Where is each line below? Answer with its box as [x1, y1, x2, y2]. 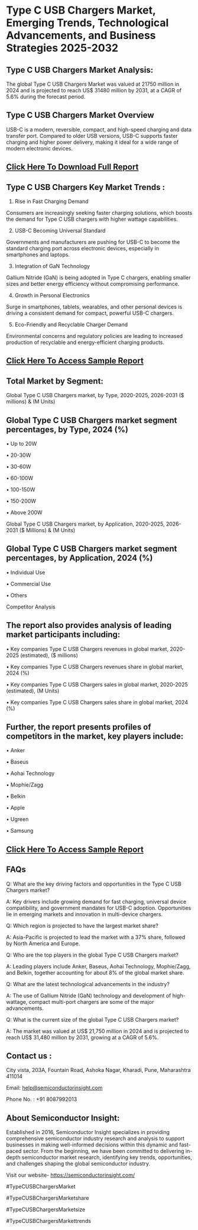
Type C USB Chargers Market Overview [6, 110, 155, 120]
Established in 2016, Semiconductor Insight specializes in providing [6, 1129, 170, 1136]
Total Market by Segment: [6, 376, 103, 386]
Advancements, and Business [6, 29, 156, 42]
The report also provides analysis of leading [6, 620, 172, 630]
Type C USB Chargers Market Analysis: [6, 65, 154, 75]
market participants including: [6, 630, 121, 640]
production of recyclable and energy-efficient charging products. [6, 339, 164, 346]
